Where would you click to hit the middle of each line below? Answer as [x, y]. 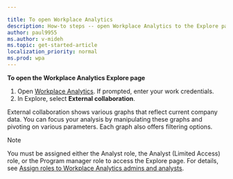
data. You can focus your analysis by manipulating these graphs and [105, 119]
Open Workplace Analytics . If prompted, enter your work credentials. [115, 91]
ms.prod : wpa [26, 58]
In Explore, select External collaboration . [76, 98]
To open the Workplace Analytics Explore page [76, 77]
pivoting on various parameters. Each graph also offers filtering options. [110, 126]
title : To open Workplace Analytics [60, 19]
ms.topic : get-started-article [52, 46]
